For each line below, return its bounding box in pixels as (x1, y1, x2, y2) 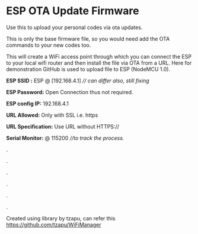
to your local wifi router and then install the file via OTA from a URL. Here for (6, 59, 192, 66)
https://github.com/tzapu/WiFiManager (6, 221, 102, 228)
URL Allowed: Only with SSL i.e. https (6, 111, 98, 118)
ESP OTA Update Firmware (6, 4, 139, 18)
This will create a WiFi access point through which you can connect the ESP (6, 53, 191, 60)
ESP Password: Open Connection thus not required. (6, 88, 133, 95)
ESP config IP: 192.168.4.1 (6, 100, 69, 107)
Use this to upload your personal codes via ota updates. (6, 24, 143, 31)
